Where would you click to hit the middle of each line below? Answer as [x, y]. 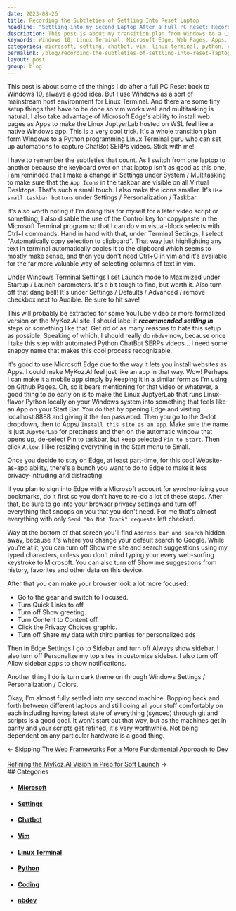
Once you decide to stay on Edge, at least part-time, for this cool [101, 460]
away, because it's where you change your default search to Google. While [116, 540]
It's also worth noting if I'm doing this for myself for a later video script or [113, 211]
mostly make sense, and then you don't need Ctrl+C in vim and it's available [117, 256]
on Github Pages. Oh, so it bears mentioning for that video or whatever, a [113, 386]
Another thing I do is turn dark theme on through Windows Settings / [106, 676]
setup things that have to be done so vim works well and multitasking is [111, 109]
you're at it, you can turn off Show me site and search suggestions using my [118, 547]
